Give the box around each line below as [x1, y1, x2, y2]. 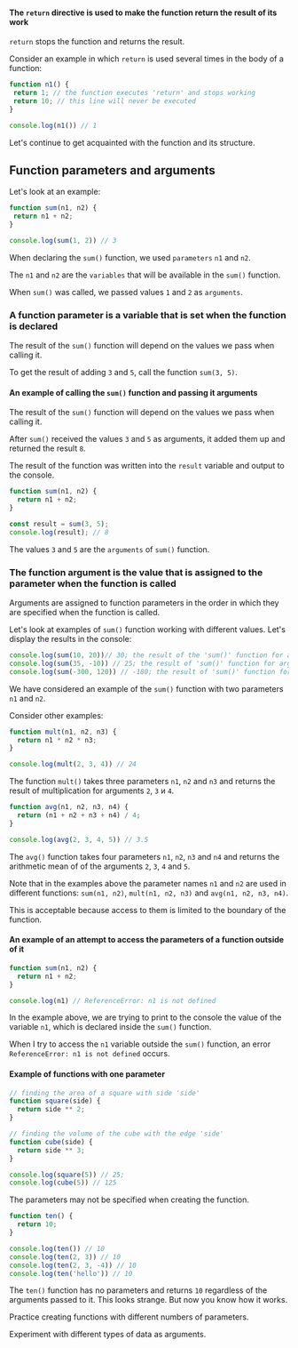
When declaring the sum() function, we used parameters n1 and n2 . [9, 252, 251, 262]
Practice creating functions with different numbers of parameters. [9, 1312, 250, 1322]
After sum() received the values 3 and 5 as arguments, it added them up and [9, 434, 286, 445]
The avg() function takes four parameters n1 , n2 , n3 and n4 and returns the [9, 851, 280, 862]
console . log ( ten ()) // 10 [9, 1244, 105, 1253]
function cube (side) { [9, 1137, 93, 1146]
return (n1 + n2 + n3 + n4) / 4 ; [17, 811, 141, 820]
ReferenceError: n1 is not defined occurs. [9, 1048, 170, 1059]
